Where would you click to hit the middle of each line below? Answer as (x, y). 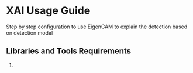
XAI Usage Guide (48, 11)
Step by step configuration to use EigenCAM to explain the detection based (97, 27)
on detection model (30, 32)
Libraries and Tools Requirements (69, 51)
